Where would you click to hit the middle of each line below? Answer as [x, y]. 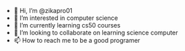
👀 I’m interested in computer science [66, 18]
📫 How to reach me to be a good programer [77, 40]
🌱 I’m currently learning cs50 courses [67, 25]
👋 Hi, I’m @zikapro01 [43, 11]
